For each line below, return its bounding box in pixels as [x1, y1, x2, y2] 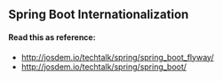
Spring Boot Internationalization [8, 7, 189, 22]
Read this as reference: [8, 31, 96, 43]
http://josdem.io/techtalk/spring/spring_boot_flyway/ [20, 52, 214, 62]
